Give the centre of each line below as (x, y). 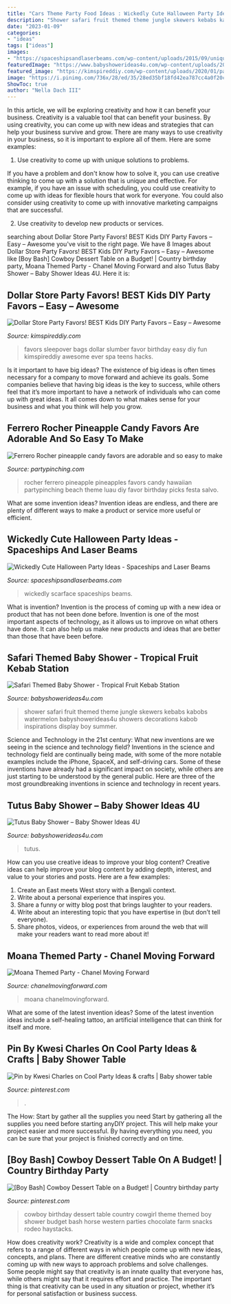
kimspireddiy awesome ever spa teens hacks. (88, 357)
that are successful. (35, 210)
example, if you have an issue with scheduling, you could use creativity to (112, 188)
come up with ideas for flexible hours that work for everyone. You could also (115, 195)
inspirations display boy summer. (70, 726)
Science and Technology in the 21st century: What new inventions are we (111, 740)
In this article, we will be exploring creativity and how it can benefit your (109, 110)
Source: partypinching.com (46, 469)
